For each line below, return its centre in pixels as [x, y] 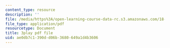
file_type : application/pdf [35, 24]
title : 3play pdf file [29, 33]
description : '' [22, 14]
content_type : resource [30, 10]
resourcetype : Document [30, 28]
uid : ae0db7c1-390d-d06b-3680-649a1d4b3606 [52, 38]
